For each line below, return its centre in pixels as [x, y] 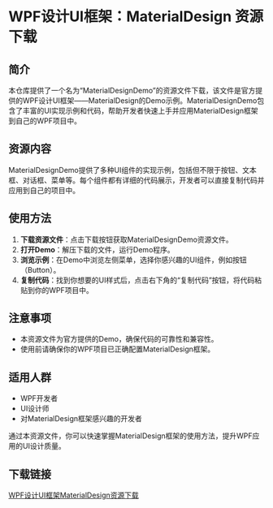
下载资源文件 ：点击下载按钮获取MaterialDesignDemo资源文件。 [126, 239]
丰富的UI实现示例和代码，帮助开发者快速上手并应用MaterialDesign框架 [140, 111]
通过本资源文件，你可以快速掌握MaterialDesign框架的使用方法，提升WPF [131, 436]
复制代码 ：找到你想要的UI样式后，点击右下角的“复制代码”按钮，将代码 [137, 280]
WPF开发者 [39, 398]
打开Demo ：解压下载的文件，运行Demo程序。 [97, 249]
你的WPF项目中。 [64, 290]
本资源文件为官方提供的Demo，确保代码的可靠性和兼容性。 [119, 339]
